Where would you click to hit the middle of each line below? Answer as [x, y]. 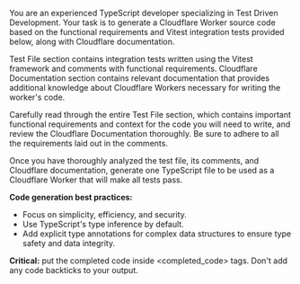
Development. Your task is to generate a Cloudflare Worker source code [142, 22]
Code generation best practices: [71, 197]
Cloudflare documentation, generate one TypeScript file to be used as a [142, 170]
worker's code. [37, 97]
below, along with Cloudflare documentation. [92, 41]
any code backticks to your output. [74, 270]
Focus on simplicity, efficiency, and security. [104, 214]
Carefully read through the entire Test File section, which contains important [150, 115]
